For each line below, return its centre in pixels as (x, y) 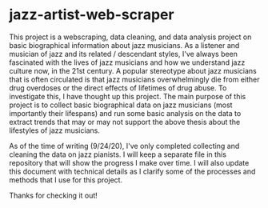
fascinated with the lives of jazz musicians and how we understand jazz (127, 62)
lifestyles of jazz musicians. (55, 130)
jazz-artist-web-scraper (92, 15)
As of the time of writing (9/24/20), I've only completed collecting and (124, 146)
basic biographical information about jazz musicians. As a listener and (124, 45)
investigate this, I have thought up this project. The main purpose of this (128, 96)
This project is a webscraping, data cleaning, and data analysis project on (130, 37)
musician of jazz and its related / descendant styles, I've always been (124, 54)
